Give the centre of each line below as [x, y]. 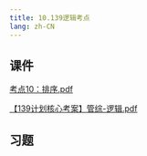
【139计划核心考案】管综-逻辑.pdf [73, 109]
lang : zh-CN [32, 26]
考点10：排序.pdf [41, 89]
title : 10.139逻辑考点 [50, 18]
